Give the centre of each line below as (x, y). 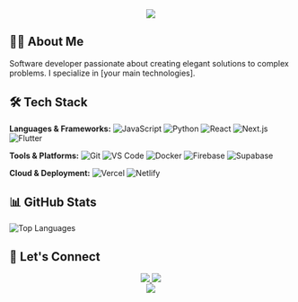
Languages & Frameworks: (60, 129)
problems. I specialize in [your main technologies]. (102, 73)
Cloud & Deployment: (50, 173)
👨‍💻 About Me (47, 42)
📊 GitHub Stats (53, 203)
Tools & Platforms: (44, 155)
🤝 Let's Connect (55, 257)
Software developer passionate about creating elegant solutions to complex (149, 63)
